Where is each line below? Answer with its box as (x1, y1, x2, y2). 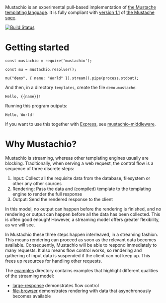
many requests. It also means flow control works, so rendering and (5, 247, 142, 253)
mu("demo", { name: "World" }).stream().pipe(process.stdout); (5, 76, 139, 81)
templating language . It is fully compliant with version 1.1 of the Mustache (5, 9, 155, 15)
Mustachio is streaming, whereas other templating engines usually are (5, 155, 149, 161)
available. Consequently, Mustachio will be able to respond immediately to (5, 242, 157, 248)
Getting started (5, 42, 70, 53)
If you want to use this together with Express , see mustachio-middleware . (5, 121, 156, 127)
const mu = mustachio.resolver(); (5, 67, 77, 72)
